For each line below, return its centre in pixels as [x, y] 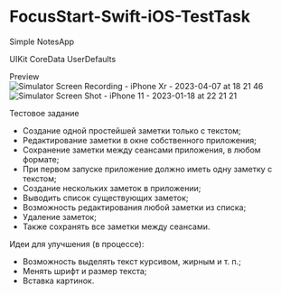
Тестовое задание [44, 113]
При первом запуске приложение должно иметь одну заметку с [147, 169]
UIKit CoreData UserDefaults [63, 59]
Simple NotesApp [42, 41]
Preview [24, 76]
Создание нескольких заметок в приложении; [112, 188]
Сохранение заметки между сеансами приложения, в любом [141, 150]
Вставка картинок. [58, 281]
